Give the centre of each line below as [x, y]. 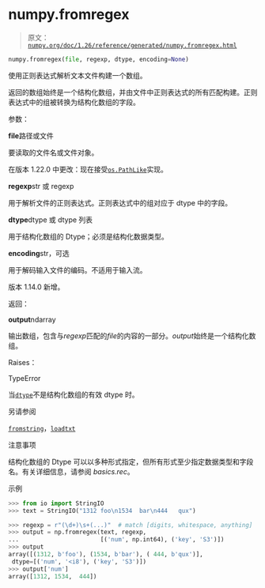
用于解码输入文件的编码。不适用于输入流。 [78, 269]
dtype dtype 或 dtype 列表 [51, 220]
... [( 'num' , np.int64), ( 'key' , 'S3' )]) [116, 540]
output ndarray [32, 319]
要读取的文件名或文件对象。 [53, 153]
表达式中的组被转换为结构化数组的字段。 [74, 102]
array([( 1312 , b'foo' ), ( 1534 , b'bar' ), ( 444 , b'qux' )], [106, 555]
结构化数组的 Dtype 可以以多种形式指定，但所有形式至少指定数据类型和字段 [131, 462]
